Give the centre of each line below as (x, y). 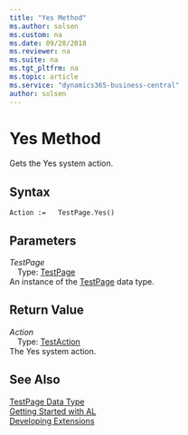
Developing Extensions (52, 420)
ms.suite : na (34, 60)
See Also (35, 380)
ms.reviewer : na (40, 52)
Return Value (47, 310)
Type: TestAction (49, 342)
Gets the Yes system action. (61, 163)
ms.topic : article (44, 77)
